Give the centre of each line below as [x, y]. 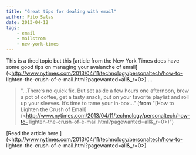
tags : [13, 28]
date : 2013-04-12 [27, 22]
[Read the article [26, 133]
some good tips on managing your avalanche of [64, 67]
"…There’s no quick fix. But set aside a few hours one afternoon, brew [105, 91]
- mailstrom [31, 39]
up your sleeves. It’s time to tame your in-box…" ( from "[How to [97, 103]
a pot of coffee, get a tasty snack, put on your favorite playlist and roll [104, 97]
